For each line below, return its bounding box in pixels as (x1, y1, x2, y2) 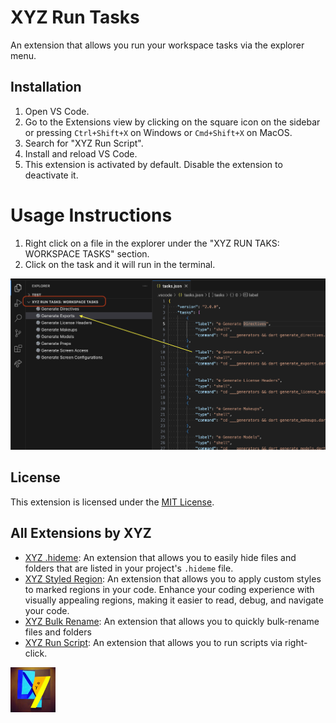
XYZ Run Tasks (10, 6, 140, 29)
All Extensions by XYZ (10, 525, 152, 542)
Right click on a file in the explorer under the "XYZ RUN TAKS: (24, 237, 280, 249)
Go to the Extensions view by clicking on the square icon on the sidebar (24, 116, 321, 128)
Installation (10, 79, 82, 96)
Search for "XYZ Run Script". (24, 137, 144, 149)
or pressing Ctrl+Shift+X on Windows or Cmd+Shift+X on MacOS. (24, 126, 293, 138)
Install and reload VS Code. (24, 147, 138, 160)
